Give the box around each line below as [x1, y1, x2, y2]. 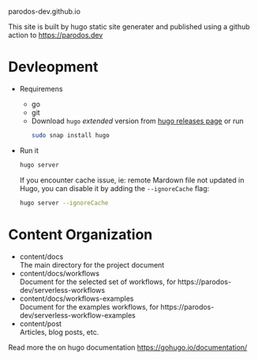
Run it [19, 145, 39, 155]
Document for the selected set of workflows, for [19, 276, 176, 287]
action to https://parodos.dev [8, 31, 103, 39]
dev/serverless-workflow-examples [19, 310, 136, 320]
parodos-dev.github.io [8, 7, 81, 16]
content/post [19, 319, 62, 328]
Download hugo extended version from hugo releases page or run [31, 116, 245, 126]
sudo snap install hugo [31, 131, 110, 139]
